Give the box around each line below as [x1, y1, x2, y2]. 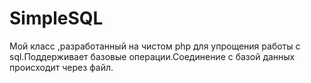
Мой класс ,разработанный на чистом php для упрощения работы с [9, 40, 301, 52]
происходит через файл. [9, 61, 114, 73]
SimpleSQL [9, 7, 104, 30]
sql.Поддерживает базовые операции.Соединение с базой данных [9, 50, 296, 62]
